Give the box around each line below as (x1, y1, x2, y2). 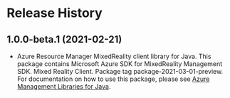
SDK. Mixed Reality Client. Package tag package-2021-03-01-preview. (16, 67, 224, 75)
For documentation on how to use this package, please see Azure (16, 75, 210, 83)
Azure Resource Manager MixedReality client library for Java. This (16, 52, 211, 60)
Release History (6, 5, 103, 21)
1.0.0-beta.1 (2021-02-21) (6, 33, 122, 45)
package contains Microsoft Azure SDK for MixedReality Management (16, 60, 223, 68)
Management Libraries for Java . (16, 82, 111, 90)
